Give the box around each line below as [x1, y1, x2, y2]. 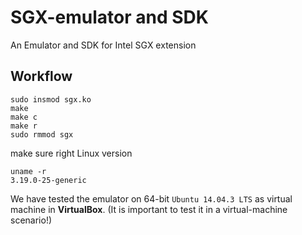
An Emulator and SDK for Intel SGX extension [10, 39, 197, 51]
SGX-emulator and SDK [10, 6, 209, 29]
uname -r [10, 166, 47, 176]
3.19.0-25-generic [10, 175, 87, 185]
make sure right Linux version [10, 147, 133, 159]
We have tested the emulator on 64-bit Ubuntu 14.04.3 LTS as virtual [10, 192, 293, 205]
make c [10, 112, 38, 122]
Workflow [10, 68, 73, 85]
